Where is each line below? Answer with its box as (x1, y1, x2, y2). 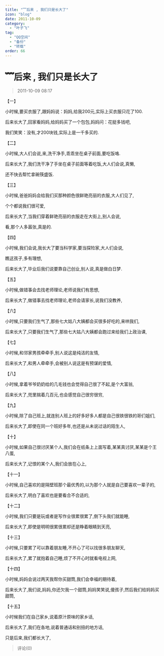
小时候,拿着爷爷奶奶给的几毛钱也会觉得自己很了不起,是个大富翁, (5, 381, 134, 387)
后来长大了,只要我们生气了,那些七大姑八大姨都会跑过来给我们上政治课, (5, 329, 147, 335)
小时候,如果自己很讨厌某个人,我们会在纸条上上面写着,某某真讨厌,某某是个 (5, 444, 153, 450)
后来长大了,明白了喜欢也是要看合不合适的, (5, 492, 90, 499)
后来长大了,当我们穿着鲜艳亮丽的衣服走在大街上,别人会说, (5, 213, 122, 220)
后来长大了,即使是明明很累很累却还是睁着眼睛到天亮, (5, 524, 112, 530)
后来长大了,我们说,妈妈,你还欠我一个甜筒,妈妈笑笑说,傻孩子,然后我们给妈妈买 (5, 587, 160, 593)
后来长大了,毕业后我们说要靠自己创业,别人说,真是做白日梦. (5, 266, 123, 272)
